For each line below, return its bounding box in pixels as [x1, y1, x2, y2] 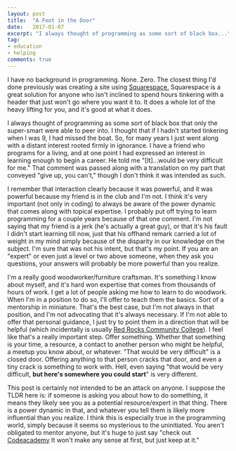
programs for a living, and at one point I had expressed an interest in [7, 148, 205, 157]
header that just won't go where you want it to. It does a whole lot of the [7, 98, 216, 106]
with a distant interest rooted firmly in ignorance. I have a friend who [7, 141, 205, 150]
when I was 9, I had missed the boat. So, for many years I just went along [7, 133, 219, 142]
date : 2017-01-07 [7, 23, 65, 30]
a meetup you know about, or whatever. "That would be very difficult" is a [7, 347, 221, 355]
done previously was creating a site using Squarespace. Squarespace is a [7, 82, 221, 91]
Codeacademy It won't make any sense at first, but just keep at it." [7, 436, 199, 444]
